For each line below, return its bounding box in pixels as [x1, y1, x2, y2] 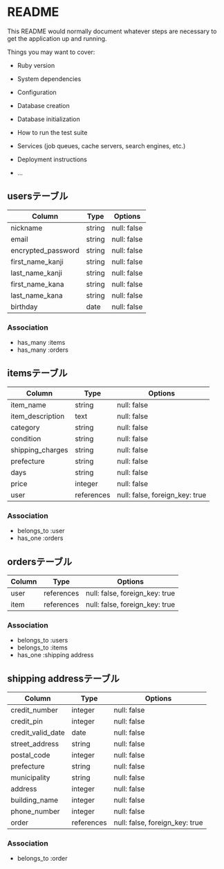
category [10, 422, 40, 432]
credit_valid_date [10, 728, 66, 737]
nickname [10, 223, 43, 233]
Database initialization [17, 115, 81, 123]
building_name [10, 796, 59, 805]
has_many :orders [17, 346, 69, 354]
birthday [10, 302, 38, 312]
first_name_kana [10, 279, 64, 289]
